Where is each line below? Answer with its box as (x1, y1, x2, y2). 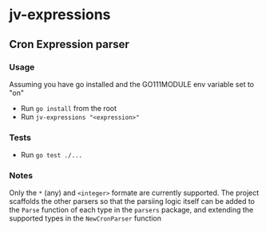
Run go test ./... (20, 150, 83, 160)
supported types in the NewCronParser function (9, 213, 162, 223)
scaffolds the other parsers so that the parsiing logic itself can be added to (9, 197, 255, 206)
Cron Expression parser (9, 38, 130, 51)
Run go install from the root (20, 103, 117, 113)
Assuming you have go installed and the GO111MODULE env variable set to (9, 79, 255, 89)
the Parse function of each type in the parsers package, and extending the (9, 205, 254, 215)
